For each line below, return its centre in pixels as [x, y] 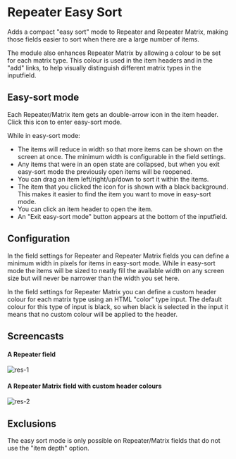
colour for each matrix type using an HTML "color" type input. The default [114, 299]
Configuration [39, 239]
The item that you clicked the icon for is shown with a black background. [123, 187]
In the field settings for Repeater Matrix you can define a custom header [112, 291]
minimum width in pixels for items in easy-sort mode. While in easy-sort [111, 263]
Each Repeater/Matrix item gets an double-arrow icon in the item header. [113, 114]
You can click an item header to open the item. [85, 209]
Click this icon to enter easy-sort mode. [64, 122]
